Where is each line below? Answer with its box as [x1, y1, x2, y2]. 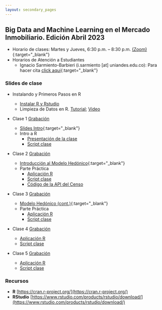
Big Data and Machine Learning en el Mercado [5, 26, 150, 34]
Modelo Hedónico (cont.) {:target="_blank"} [19, 200, 108, 206]
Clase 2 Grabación [12, 151, 51, 156]
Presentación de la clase [27, 136, 78, 142]
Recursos [5, 277, 29, 284]
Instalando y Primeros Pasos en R [12, 91, 81, 97]
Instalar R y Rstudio [19, 101, 59, 106]
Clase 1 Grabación [12, 115, 50, 121]
